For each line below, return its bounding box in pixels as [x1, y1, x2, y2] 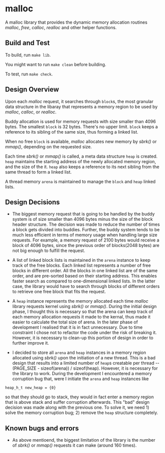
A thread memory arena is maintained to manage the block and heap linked [5, 178, 156, 184]
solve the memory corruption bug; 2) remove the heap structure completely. [5, 410, 159, 416]
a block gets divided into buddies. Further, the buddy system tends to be [12, 227, 160, 233]
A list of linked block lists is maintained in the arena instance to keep [12, 257, 151, 263]
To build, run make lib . [5, 52, 51, 58]
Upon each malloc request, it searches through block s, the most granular [5, 98, 154, 104]
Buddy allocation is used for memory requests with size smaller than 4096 [5, 118, 156, 124]
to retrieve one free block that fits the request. [12, 289, 106, 295]
